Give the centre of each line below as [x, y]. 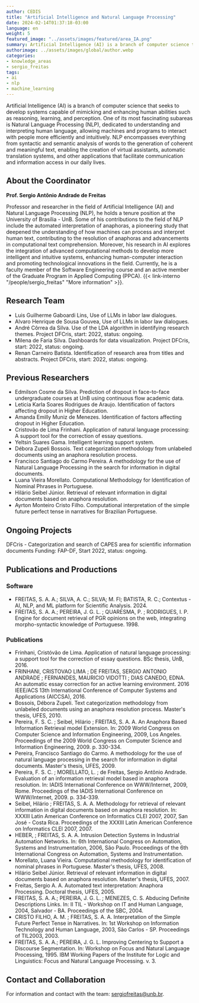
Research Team [36, 301]
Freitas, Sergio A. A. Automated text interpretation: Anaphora [89, 886]
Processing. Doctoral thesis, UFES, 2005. [65, 892]
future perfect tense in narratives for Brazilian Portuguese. [86, 512]
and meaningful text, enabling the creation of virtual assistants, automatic [96, 149]
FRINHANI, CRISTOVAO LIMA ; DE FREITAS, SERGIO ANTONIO [91, 672]
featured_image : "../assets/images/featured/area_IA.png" [79, 39]
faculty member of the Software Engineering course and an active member [97, 270]
